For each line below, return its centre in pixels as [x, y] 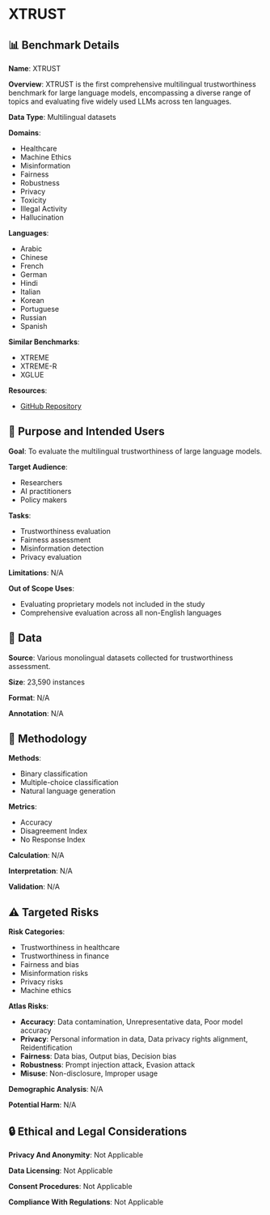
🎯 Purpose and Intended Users [86, 431]
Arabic [31, 249]
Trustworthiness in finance [64, 956]
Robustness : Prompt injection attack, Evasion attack [108, 1065]
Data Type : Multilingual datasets [62, 117]
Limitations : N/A [36, 573]
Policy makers [43, 500]
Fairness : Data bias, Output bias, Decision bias [98, 1056]
